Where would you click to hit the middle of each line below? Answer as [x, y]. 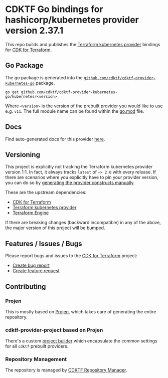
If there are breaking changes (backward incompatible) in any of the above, [83, 223]
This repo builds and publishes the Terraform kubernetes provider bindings [83, 44]
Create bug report [31, 265]
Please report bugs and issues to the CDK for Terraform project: [71, 256]
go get [12, 92]
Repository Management [36, 359]
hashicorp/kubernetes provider [72, 20]
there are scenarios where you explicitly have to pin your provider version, [82, 177]
